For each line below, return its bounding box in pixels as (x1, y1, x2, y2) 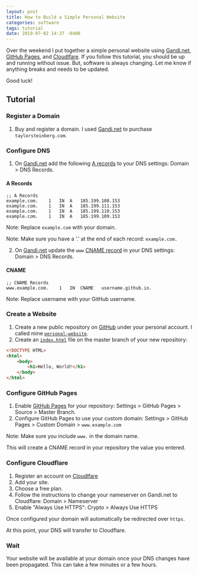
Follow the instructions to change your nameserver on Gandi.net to (14, 491, 178, 498)
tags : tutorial (6, 25, 44, 31)
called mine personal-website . (14, 329, 89, 337)
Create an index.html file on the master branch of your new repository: (14, 336, 188, 343)
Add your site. (14, 478, 49, 485)
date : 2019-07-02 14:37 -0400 (6, 31, 81, 37)
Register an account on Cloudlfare (14, 472, 99, 479)
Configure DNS (6, 146, 50, 154)
